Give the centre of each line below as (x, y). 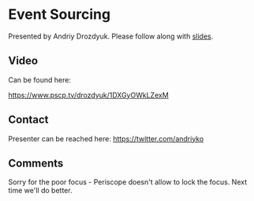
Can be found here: (39, 79)
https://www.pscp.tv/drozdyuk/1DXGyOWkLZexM (89, 95)
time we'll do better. (40, 191)
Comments (36, 163)
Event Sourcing (60, 15)
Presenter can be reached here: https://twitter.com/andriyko (106, 138)
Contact (28, 120)
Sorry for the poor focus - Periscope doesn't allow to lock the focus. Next (128, 182)
